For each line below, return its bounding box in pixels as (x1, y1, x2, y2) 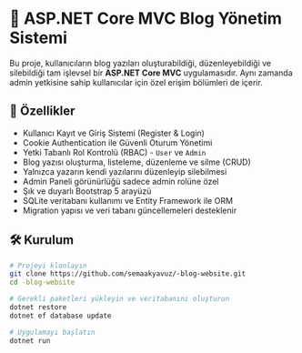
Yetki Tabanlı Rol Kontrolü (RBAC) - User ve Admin (22, 146, 206, 157)
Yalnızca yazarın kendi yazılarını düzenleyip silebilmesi (22, 166, 227, 176)
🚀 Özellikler (9, 104, 75, 119)
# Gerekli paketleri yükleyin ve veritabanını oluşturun (9, 295, 230, 304)
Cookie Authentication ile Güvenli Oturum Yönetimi (22, 136, 213, 148)
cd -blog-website (9, 277, 75, 287)
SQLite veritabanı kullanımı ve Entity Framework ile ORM (22, 195, 234, 206)
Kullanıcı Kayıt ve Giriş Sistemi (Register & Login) (22, 127, 205, 138)
